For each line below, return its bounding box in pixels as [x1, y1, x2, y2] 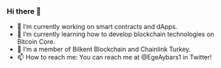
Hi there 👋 [6, 6, 42, 16]
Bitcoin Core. [16, 38, 55, 46]
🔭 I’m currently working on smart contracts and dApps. [16, 23, 178, 31]
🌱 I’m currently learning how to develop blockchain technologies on [16, 30, 215, 38]
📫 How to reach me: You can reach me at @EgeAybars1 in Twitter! [16, 53, 212, 62]
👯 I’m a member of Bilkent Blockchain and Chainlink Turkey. [16, 45, 191, 54]
